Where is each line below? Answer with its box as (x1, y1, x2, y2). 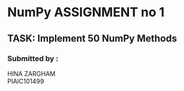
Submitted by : (7, 54, 59, 63)
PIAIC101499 (7, 77, 44, 85)
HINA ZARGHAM (7, 69, 56, 78)
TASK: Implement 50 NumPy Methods (7, 32, 178, 44)
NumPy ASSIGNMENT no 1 (7, 4, 165, 20)
